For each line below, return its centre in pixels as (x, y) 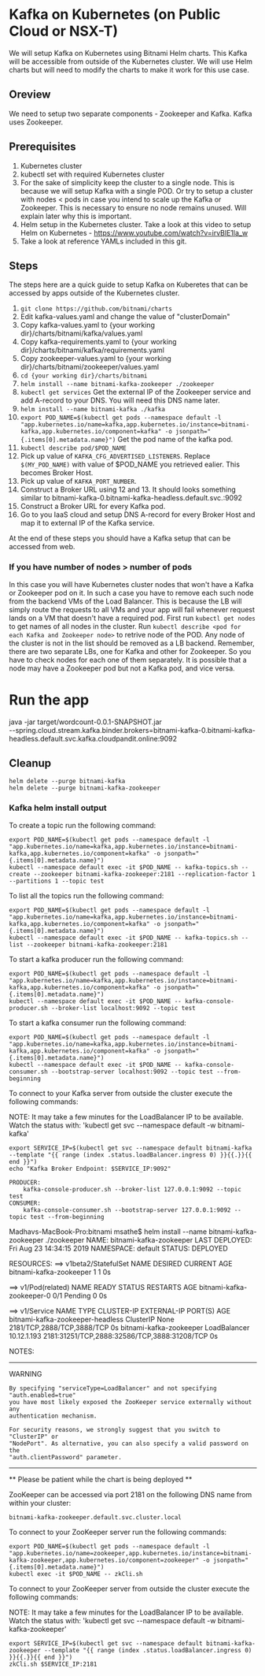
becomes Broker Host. (57, 473)
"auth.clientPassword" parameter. (66, 1457)
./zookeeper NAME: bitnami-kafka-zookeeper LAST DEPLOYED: (149, 1239)
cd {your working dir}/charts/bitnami (84, 376)
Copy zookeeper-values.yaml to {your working (96, 359)
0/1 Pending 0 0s (80, 1295)
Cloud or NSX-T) (64, 31)
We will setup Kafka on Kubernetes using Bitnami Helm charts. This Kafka (128, 53)
